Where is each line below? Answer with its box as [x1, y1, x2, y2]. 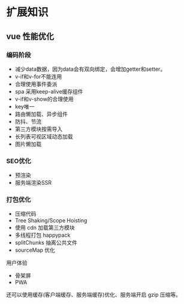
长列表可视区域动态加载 [14, 133, 73, 140]
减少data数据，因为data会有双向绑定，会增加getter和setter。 [14, 65, 166, 73]
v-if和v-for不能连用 [14, 73, 62, 80]
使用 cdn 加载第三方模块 [14, 224, 75, 231]
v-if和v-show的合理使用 [14, 95, 74, 103]
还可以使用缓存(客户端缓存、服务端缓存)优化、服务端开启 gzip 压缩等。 [6, 291, 182, 299]
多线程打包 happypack [14, 231, 71, 239]
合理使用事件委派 [14, 80, 58, 88]
